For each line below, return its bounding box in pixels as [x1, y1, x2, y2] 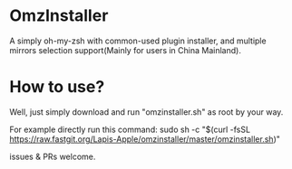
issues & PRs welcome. [9, 151, 96, 162]
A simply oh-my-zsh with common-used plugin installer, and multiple [9, 35, 267, 46]
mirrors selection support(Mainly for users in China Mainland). [9, 44, 242, 55]
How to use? [9, 77, 105, 98]
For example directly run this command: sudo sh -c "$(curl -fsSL [9, 124, 251, 135]
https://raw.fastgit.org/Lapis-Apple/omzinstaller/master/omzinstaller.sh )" [9, 133, 281, 145]
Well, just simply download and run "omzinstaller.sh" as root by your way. [9, 106, 284, 117]
